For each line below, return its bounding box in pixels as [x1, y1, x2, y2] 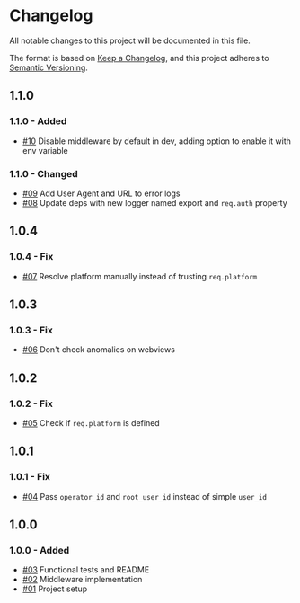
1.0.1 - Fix [9, 471, 51, 483]
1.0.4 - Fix [9, 251, 54, 263]
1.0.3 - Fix [9, 324, 54, 336]
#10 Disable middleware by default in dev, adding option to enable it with [22, 136, 292, 146]
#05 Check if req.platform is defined [22, 417, 160, 428]
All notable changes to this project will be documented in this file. [9, 35, 251, 46]
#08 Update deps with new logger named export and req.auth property [22, 197, 287, 208]
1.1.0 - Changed [9, 167, 78, 180]
